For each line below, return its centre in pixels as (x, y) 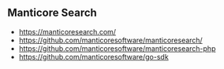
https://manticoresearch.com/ (67, 31)
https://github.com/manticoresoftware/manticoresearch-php (117, 48)
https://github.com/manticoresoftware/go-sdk (93, 56)
